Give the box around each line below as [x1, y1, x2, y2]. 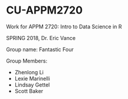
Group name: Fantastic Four [6, 45, 74, 53]
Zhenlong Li [14, 68, 44, 75]
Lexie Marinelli [14, 75, 50, 82]
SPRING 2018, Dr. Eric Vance [6, 34, 76, 41]
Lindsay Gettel [14, 81, 50, 88]
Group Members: [6, 57, 48, 64]
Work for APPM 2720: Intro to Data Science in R [6, 23, 122, 30]
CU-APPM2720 [6, 4, 83, 17]
